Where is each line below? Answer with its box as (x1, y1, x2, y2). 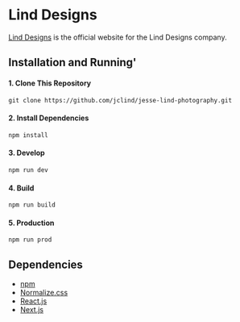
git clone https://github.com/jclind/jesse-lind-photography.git (8, 96, 232, 104)
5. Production (8, 218, 55, 228)
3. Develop (8, 148, 46, 158)
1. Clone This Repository (8, 78, 92, 88)
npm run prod (8, 236, 52, 244)
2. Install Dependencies (8, 113, 89, 123)
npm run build (8, 201, 56, 209)
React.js (19, 296, 48, 306)
